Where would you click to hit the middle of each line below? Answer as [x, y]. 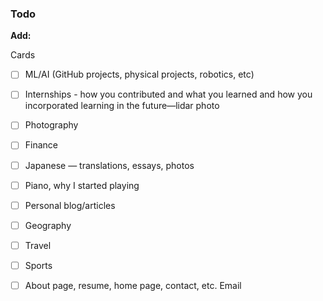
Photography [51, 125]
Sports [38, 265]
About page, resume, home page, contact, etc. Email [133, 285]
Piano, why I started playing [82, 185]
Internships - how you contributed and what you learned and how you [168, 94]
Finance [41, 145]
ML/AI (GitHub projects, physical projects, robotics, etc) [139, 74]
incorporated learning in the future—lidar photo [122, 106]
